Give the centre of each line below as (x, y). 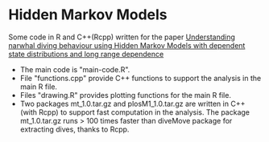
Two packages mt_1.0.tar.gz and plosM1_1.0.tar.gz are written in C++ (132, 103)
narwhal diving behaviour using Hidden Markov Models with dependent (127, 45)
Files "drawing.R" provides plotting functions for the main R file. (126, 95)
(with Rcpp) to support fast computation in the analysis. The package (134, 112)
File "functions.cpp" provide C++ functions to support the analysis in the (141, 78)
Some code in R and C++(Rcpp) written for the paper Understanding (122, 37)
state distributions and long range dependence (86, 54)
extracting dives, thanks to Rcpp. (74, 129)
